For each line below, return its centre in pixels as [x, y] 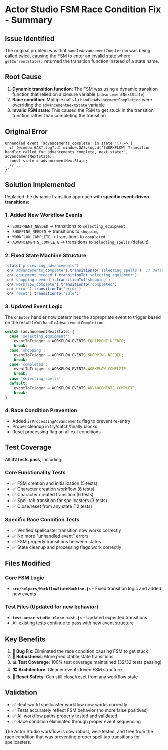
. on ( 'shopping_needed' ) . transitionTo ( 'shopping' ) [58, 280]
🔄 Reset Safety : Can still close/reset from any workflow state [75, 677]
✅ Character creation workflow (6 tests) [53, 489]
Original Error [27, 132]
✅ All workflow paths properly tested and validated [65, 716]
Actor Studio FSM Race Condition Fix [83, 9]
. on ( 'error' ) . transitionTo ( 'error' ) [43, 289]
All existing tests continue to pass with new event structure [73, 623]
